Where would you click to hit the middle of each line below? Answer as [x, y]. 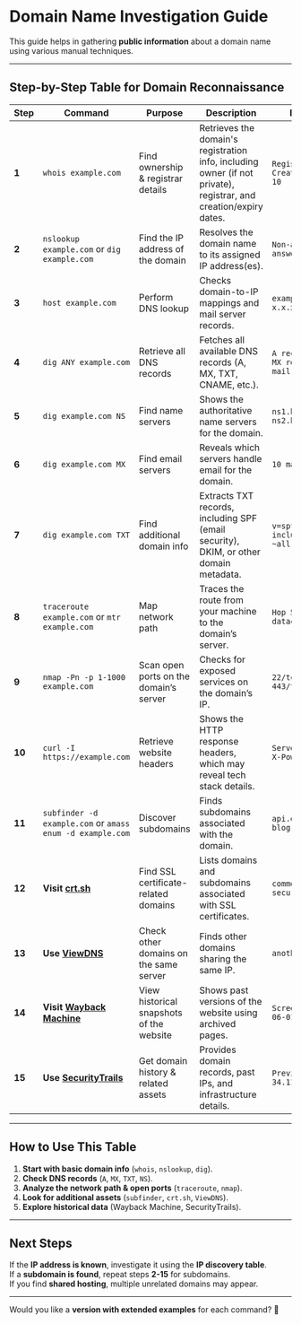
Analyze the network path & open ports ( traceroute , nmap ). [132, 1188]
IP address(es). [232, 266]
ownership [161, 167]
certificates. [224, 916]
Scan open [161, 665]
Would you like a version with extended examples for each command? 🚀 [144, 1310]
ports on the [164, 676]
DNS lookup [164, 309]
